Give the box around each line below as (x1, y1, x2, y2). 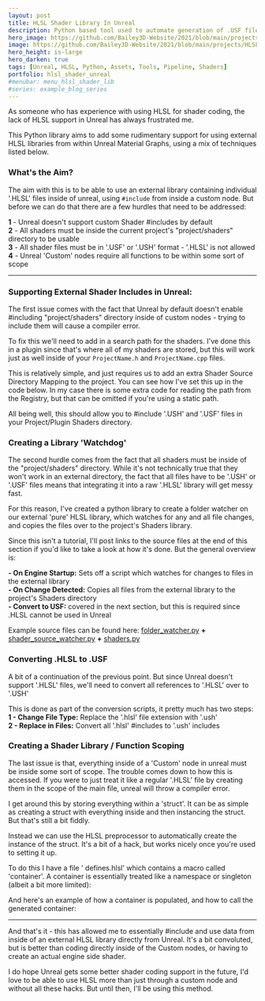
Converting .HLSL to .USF (8, 654, 108, 665)
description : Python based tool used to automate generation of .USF (8, 26, 242, 34)
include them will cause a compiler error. (8, 321, 140, 331)
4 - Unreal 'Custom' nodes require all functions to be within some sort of (8, 251, 244, 260)
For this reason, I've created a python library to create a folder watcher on (8, 504, 248, 514)
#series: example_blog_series (8, 85, 108, 93)
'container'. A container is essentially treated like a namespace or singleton (8, 871, 252, 881)
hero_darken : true (8, 56, 69, 64)
